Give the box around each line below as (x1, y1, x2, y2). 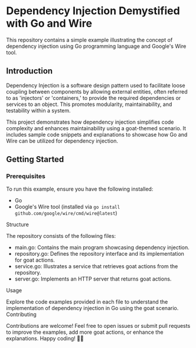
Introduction (6, 66, 53, 76)
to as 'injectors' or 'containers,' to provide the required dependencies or (6, 94, 181, 101)
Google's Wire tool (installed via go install (14, 203, 120, 211)
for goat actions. (14, 256, 55, 264)
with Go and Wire (6, 17, 93, 30)
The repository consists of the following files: (6, 233, 116, 240)
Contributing (6, 311, 37, 318)
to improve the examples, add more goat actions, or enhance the (6, 328, 164, 336)
